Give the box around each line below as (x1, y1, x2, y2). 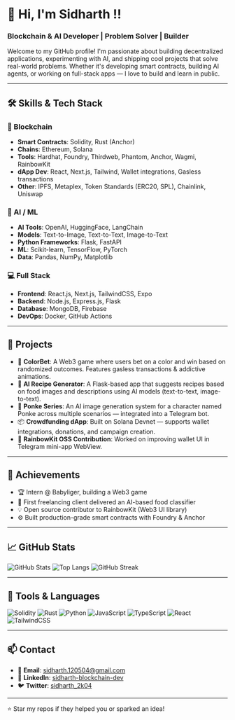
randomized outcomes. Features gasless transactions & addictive (17, 364, 206, 373)
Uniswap (17, 190, 43, 198)
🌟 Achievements (7, 469, 80, 480)
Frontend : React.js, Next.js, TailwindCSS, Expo (17, 289, 152, 298)
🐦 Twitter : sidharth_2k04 (17, 681, 92, 689)
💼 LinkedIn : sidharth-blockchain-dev (17, 673, 124, 681)
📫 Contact (7, 644, 56, 656)
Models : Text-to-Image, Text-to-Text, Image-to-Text (17, 230, 169, 239)
